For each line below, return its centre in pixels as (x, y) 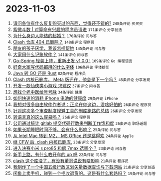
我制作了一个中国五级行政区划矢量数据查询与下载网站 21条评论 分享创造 (84, 167)
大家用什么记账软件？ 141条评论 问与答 (51, 54)
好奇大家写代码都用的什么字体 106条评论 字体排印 (61, 67)
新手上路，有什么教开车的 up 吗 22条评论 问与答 (60, 154)
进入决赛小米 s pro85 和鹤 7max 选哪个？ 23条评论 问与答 (70, 148)
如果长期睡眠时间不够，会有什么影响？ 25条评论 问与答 (67, 129)
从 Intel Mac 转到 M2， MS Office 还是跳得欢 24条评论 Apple (73, 135)
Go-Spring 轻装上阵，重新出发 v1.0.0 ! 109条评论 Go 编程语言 (73, 60)
